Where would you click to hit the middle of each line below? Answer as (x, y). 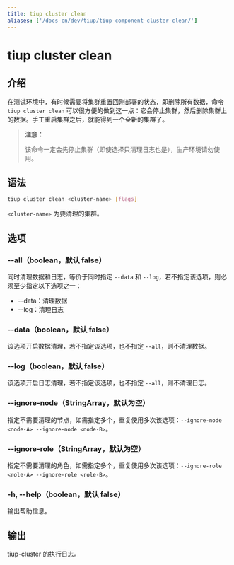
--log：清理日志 (41, 309)
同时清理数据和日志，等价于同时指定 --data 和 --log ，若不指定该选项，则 (114, 276)
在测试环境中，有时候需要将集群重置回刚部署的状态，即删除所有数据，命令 (116, 101)
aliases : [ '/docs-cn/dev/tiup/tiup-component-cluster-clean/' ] (103, 21)
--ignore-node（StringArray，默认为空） (78, 403)
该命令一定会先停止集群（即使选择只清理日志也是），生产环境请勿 (119, 149)
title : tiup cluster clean (47, 14)
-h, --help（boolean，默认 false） (66, 494)
